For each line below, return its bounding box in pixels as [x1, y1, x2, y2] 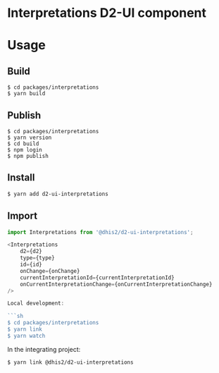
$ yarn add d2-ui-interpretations [7, 190, 109, 197]
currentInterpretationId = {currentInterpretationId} [20, 274, 175, 281]
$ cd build [7, 140, 39, 147]
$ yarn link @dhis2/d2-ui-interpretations [7, 358, 134, 366]
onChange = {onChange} [20, 267, 80, 274]
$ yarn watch [7, 332, 46, 339]
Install [7, 171, 35, 184]
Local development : [7, 300, 65, 307]
